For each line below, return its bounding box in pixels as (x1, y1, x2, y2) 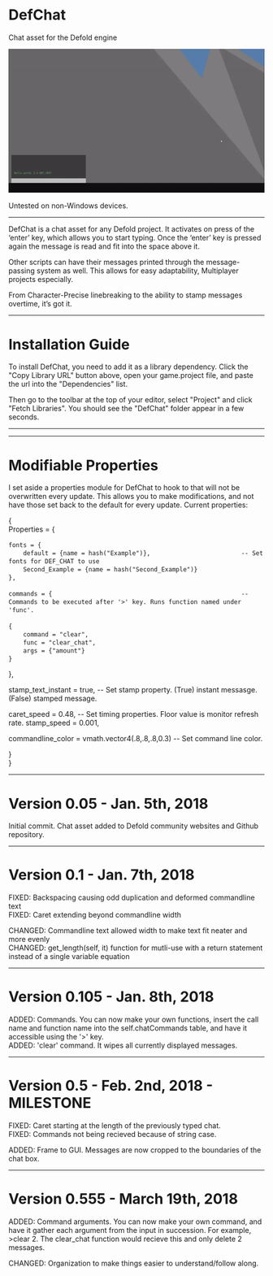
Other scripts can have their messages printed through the (8, 258, 205, 267)
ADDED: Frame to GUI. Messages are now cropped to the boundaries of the (8, 1145, 262, 1155)
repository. (8, 830, 45, 840)
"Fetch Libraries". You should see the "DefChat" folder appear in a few (8, 404, 245, 414)
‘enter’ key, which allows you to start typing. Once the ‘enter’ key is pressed (8, 233, 262, 243)
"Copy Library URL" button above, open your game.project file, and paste (8, 371, 253, 380)
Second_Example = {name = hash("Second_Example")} (23, 566, 198, 574)
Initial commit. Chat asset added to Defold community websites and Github (8, 821, 258, 831)
